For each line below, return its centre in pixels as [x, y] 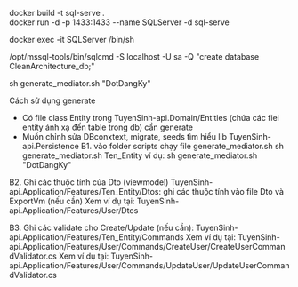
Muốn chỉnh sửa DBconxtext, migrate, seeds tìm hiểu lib [125, 136]
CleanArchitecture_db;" [52, 66]
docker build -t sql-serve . [57, 13]
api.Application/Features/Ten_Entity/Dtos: [85, 191]
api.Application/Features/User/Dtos [74, 211]
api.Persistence [51, 146]
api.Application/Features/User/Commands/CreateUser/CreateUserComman [147, 247]
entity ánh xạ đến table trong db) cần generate [108, 127]
